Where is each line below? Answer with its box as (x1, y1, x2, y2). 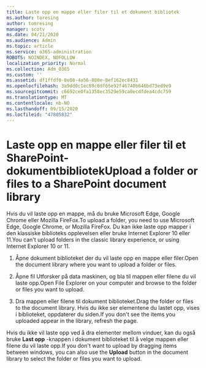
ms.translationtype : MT (6, 94, 67, 100)
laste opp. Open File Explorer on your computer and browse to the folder (15, 279, 197, 287)
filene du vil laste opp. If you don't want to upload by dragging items (6, 342, 177, 350)
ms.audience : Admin (6, 37, 56, 43)
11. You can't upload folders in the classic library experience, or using (6, 236, 180, 244)
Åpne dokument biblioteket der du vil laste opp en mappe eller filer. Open (15, 255, 199, 262)
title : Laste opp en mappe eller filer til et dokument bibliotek (6, 9, 180, 15)
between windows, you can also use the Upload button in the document (6, 348, 189, 356)
